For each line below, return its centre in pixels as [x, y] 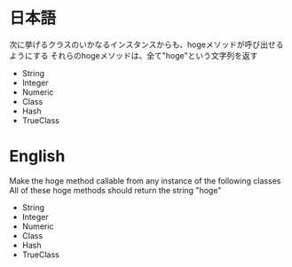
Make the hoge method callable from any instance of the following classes [145, 181]
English [37, 157]
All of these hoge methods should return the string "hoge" [115, 190]
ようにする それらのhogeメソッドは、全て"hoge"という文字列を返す [134, 55]
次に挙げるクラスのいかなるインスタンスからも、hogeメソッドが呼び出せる [146, 44]
